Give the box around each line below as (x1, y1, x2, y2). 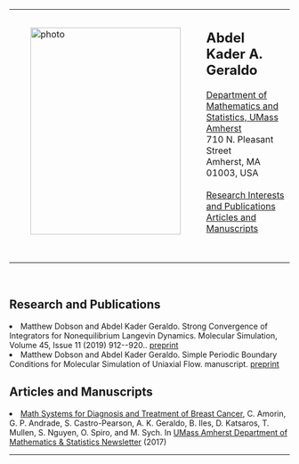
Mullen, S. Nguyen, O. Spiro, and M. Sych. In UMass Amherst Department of (9, 427, 287, 437)
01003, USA (206, 167, 259, 179)
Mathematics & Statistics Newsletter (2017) (9, 436, 167, 447)
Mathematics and (206, 100, 279, 112)
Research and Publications (9, 297, 161, 313)
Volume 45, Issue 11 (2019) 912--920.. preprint (9, 339, 179, 350)
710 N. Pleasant (206, 133, 274, 145)
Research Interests (206, 189, 285, 201)
